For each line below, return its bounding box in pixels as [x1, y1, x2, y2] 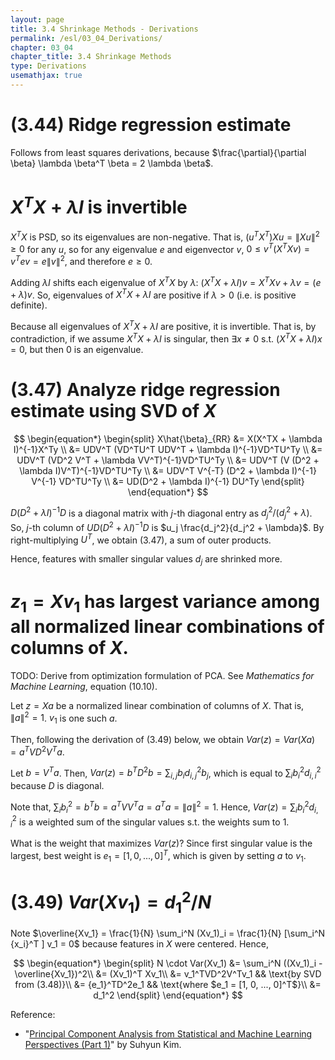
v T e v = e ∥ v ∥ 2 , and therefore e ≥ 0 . [10, 254, 153, 268]
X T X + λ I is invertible [10, 192, 188, 219]
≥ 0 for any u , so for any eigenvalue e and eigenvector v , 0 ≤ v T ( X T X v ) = [10, 241, 310, 255]
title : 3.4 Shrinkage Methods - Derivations [10, 24, 199, 34]
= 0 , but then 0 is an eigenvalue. [10, 343, 144, 355]
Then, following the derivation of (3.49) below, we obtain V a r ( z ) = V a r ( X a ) [10, 734, 316, 746]
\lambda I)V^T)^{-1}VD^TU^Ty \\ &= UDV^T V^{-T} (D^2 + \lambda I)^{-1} [19, 464, 317, 476]
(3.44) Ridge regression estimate [10, 114, 292, 136]
